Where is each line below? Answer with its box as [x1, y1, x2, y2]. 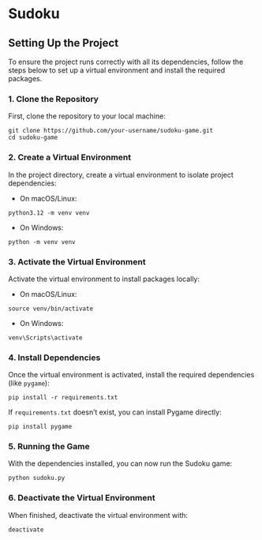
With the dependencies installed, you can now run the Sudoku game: [8, 459, 233, 468]
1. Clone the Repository [8, 93, 99, 104]
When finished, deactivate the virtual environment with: [8, 510, 188, 519]
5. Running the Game [8, 441, 91, 452]
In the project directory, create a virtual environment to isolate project [8, 170, 234, 179]
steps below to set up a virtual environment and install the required [8, 66, 226, 75]
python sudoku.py [8, 474, 65, 482]
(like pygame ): [8, 378, 50, 388]
